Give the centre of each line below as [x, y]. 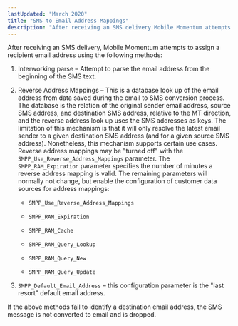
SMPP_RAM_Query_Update [62, 272]
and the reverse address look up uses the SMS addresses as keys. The [122, 121]
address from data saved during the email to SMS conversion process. [121, 98]
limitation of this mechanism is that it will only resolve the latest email [119, 128]
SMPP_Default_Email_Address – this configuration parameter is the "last [121, 285]
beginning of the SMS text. [57, 76]
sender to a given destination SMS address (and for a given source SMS [124, 136]
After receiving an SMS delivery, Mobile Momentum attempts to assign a [113, 48]
